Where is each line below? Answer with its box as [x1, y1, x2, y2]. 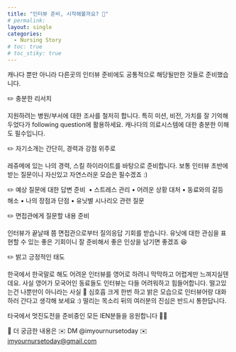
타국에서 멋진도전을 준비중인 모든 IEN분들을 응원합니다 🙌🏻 [7, 311, 168, 319]
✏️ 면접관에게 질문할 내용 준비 [7, 211, 90, 220]
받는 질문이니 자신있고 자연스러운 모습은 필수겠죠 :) [7, 170, 148, 178]
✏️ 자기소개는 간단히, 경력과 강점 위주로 [7, 144, 116, 152]
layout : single [7, 23, 52, 30]
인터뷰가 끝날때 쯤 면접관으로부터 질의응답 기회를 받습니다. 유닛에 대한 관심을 [7, 228, 220, 237]
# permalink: [7, 17, 46, 24]
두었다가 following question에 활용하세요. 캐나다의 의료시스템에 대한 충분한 [7, 120, 216, 128]
